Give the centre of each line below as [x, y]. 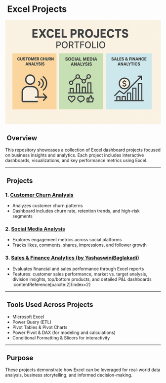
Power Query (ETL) [32, 322]
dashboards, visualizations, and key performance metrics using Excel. [76, 161]
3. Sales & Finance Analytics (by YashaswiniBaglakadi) [72, 258]
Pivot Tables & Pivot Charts [40, 327]
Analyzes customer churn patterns [47, 206]
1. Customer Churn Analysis [39, 195]
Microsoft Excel [28, 317]
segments [22, 216]
